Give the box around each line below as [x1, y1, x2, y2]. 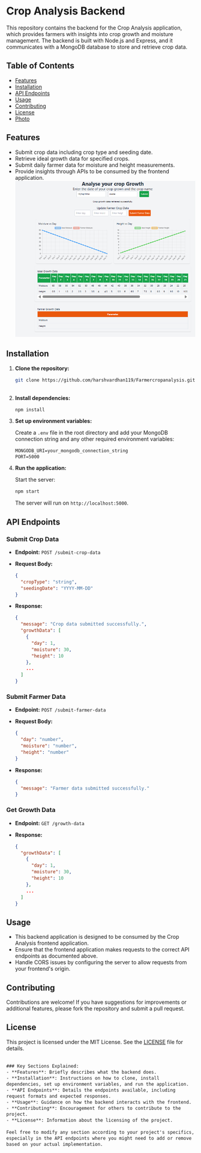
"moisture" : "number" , [20, 743, 77, 749]
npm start [14, 488, 40, 494]
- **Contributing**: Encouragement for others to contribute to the [6, 1105, 181, 1111]
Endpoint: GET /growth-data [14, 819, 85, 826]
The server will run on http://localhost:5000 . [14, 499, 129, 506]
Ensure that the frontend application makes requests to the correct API [14, 946, 190, 953]
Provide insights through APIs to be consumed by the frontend [14, 167, 170, 175]
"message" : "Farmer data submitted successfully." [20, 785, 150, 792]
